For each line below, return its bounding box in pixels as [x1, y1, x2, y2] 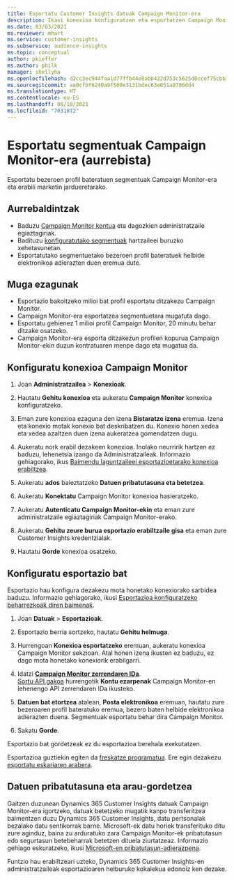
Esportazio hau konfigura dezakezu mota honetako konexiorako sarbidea [7, 586, 217, 594]
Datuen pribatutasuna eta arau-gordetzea [7, 781, 193, 793]
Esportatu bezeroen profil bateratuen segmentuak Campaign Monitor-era [7, 175, 217, 183]
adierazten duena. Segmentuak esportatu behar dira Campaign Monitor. [17, 712, 224, 721]
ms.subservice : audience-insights [7, 43, 108, 49]
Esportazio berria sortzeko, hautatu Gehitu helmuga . [17, 628, 169, 636]
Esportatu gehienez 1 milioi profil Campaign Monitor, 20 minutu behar [17, 319, 217, 327]
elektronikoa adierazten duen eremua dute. [17, 258, 141, 267]
